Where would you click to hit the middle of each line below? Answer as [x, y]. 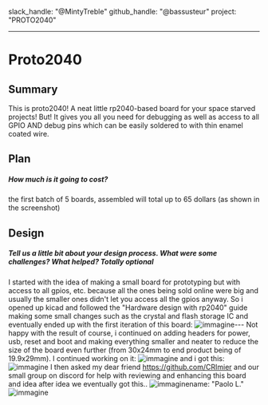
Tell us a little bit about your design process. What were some [113, 253]
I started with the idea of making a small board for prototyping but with [124, 282]
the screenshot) [34, 208]
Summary [33, 89]
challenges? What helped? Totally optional [81, 262]
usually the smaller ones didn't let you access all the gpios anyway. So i [126, 299]
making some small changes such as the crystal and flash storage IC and [128, 316]
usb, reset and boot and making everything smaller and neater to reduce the [134, 341]
